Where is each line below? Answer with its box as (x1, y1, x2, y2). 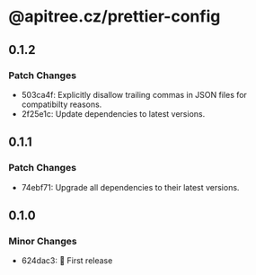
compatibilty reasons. (21, 99, 102, 110)
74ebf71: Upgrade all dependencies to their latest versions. (21, 182, 240, 192)
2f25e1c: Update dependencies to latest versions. (21, 108, 206, 119)
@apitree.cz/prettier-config (8, 6, 221, 27)
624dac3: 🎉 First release (21, 255, 113, 266)
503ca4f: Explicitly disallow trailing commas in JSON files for (21, 89, 248, 100)
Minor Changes (8, 235, 77, 247)
